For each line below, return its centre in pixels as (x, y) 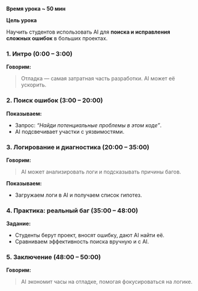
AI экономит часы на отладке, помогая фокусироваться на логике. (107, 282)
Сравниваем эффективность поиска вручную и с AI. (82, 242)
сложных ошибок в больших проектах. (57, 38)
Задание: (19, 224)
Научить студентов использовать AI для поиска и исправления (88, 32)
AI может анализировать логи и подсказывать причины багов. (101, 172)
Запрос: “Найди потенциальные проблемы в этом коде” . (88, 125)
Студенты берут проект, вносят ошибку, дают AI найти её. (90, 235)
